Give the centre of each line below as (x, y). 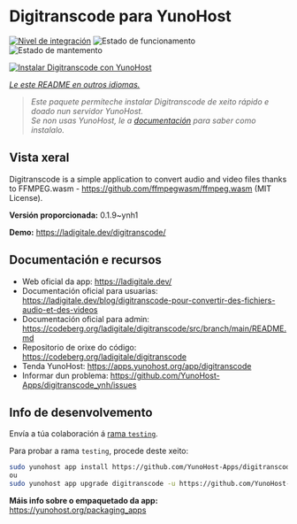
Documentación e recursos (85, 260)
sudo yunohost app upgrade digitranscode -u (92, 484)
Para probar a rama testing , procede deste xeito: (99, 451)
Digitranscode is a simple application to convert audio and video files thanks (148, 179)
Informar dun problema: (65, 375)
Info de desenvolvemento (81, 412)
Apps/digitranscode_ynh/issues (79, 385)
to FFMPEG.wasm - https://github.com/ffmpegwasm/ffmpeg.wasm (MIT (141, 189)
